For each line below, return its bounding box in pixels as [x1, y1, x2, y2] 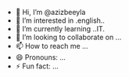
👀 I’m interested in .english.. [15, 16, 106, 25]
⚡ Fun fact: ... [15, 61, 59, 71]
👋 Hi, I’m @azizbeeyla [15, 8, 86, 16]
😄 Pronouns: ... [15, 53, 66, 62]
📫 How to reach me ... [15, 42, 88, 50]
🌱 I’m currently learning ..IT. [15, 24, 106, 33]
